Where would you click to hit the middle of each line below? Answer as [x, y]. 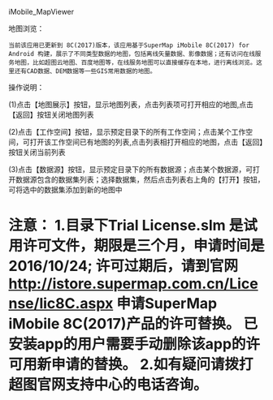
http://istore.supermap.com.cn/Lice [133, 284]
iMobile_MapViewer [41, 12]
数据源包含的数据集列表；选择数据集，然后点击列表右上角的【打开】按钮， [140, 179]
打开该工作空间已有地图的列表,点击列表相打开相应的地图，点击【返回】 [147, 142]
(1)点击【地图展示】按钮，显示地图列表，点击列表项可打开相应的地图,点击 [131, 104]
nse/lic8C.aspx [61, 304]
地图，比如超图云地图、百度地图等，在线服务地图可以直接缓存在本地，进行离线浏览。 [135, 62]
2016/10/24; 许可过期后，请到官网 [123, 266]
